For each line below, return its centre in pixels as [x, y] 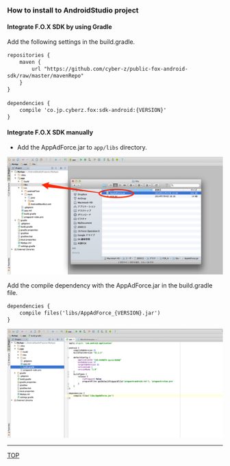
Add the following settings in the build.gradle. [71, 42]
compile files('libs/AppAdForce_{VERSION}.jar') [90, 313]
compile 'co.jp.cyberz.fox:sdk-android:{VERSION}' [93, 110]
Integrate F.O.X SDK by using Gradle [60, 27]
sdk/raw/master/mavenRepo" [46, 76]
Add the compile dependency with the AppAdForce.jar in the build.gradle [110, 285]
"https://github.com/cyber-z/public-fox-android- [116, 69]
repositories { [29, 56]
